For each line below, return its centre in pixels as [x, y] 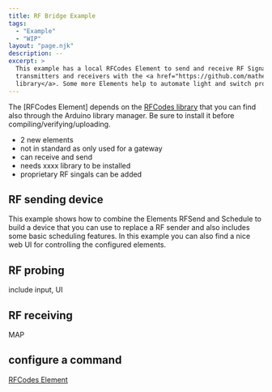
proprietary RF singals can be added [81, 174]
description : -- [36, 53]
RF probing [36, 270]
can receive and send [56, 157]
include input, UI [36, 290]
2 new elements [47, 139]
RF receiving [40, 315]
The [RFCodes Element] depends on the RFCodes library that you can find [132, 107]
